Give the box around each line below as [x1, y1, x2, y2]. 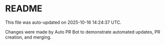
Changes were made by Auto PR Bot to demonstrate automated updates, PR [5, 29, 161, 35]
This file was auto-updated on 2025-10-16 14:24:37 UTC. [5, 19, 122, 25]
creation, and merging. [5, 34, 52, 40]
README [5, 3, 43, 14]
